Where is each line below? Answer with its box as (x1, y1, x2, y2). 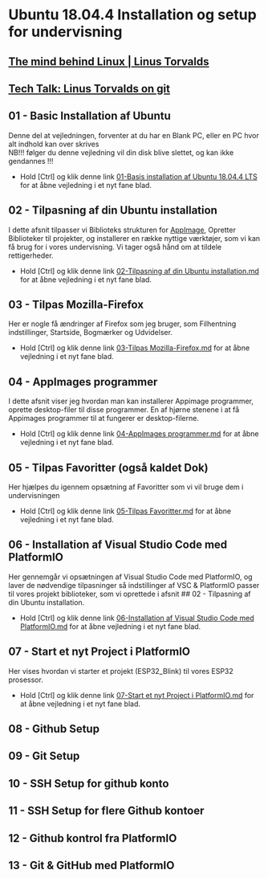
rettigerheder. (8, 251, 54, 260)
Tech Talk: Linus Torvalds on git (8, 82, 171, 96)
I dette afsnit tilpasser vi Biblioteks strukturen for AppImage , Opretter (8, 225, 237, 235)
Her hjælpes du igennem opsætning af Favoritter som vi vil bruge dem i (8, 482, 244, 492)
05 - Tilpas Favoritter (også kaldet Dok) (8, 460, 209, 475)
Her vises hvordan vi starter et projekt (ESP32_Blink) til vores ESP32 (8, 666, 234, 676)
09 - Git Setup (8, 749, 80, 763)
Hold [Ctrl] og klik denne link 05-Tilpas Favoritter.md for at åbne (19, 506, 232, 516)
